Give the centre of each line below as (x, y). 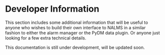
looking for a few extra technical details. (46, 38)
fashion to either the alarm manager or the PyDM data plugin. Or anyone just (82, 33)
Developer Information (52, 9)
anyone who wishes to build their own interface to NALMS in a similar (76, 27)
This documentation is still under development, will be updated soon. (75, 47)
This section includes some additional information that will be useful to (77, 22)
